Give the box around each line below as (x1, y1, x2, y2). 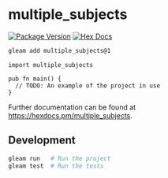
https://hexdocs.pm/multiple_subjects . (8, 110, 133, 120)
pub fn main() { (8, 75, 62, 83)
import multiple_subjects (8, 61, 93, 69)
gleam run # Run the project (8, 154, 111, 162)
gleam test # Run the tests (8, 161, 104, 170)
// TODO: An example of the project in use (15, 81, 160, 90)
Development (8, 134, 77, 147)
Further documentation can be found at (8, 102, 136, 112)
